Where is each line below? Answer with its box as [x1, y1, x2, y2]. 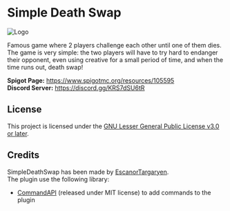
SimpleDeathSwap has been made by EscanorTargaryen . [7, 168, 169, 176]
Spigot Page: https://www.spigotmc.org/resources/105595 [7, 76, 175, 84]
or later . [7, 129, 29, 137]
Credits [7, 150, 40, 161]
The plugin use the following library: [7, 174, 110, 183]
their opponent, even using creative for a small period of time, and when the [7, 55, 223, 63]
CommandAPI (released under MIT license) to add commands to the [17, 188, 211, 197]
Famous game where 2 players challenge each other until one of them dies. [7, 41, 222, 49]
